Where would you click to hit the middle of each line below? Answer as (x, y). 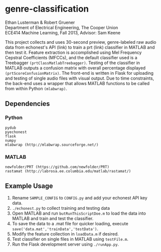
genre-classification (47, 9)
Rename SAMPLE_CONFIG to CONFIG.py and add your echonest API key (80, 198)
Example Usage (29, 186)
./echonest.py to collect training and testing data (61, 208)
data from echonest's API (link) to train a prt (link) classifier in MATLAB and (80, 47)
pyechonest (16, 132)
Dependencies (27, 104)
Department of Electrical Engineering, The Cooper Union (62, 27)
